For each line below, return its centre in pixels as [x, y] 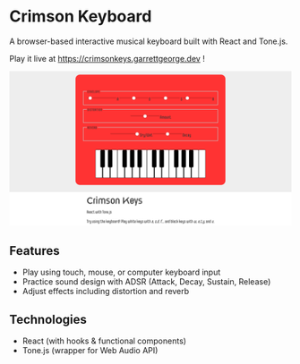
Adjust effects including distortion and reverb [106, 292]
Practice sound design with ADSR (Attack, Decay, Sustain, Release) [146, 282]
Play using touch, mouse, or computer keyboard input [121, 272]
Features [34, 251]
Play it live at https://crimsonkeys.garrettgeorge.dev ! [107, 58]
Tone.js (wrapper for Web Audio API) [90, 351]
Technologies [48, 319]
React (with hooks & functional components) [104, 341]
